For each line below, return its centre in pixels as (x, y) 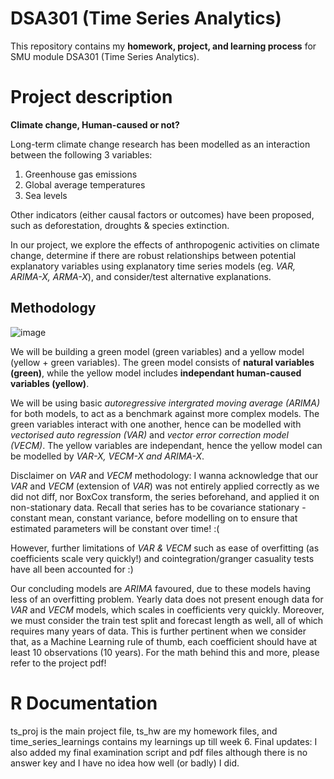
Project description (91, 97)
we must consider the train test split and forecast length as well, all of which (167, 620)
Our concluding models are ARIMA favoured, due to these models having (161, 588)
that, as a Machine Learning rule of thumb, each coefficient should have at (164, 641)
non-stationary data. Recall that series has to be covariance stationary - (158, 507)
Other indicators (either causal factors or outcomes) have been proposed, (162, 214)
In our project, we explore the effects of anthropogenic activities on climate (165, 244)
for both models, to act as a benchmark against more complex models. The (165, 413)
